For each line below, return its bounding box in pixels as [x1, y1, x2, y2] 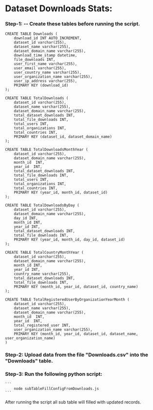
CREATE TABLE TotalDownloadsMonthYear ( [5, 147, 89, 152]
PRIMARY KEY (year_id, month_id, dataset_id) [14, 190, 108, 195]
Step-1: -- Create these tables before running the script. [5, 21, 140, 27]
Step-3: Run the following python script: [5, 371, 102, 378]
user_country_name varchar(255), [14, 70, 82, 75]
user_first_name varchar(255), [14, 62, 77, 67]
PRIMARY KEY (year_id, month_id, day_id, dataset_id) [14, 237, 125, 242]
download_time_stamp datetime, [14, 53, 77, 58]
